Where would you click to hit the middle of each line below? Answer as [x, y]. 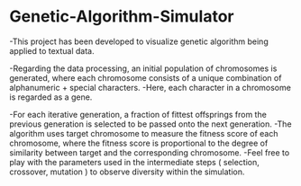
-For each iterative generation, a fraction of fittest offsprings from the [138, 114]
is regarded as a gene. [51, 97]
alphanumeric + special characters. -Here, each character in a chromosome [150, 87]
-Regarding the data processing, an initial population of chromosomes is [143, 68]
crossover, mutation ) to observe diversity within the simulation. [127, 172]
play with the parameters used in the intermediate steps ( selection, [134, 162]
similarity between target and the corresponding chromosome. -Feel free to [150, 152]
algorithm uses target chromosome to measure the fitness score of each [144, 133]
